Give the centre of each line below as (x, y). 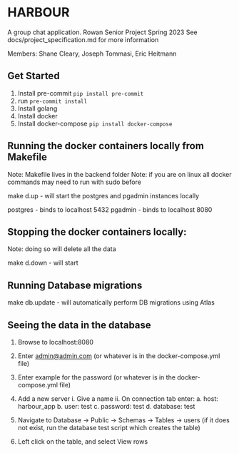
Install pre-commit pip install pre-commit (81, 93)
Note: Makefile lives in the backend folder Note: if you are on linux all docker (119, 174)
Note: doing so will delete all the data (62, 249)
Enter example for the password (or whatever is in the (97, 377)
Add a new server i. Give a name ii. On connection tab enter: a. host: (118, 399)
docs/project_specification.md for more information (83, 39)
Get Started (34, 76)
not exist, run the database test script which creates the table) (109, 428)
